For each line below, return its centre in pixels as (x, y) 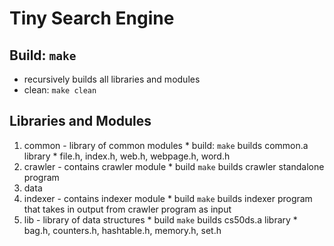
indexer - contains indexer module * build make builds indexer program (168, 198)
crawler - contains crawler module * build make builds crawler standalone (174, 166)
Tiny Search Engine (92, 18)
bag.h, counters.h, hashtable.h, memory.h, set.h (122, 230)
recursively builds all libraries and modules (112, 79)
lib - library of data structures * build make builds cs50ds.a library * (160, 219)
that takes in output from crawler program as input (127, 209)
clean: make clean (60, 90)
